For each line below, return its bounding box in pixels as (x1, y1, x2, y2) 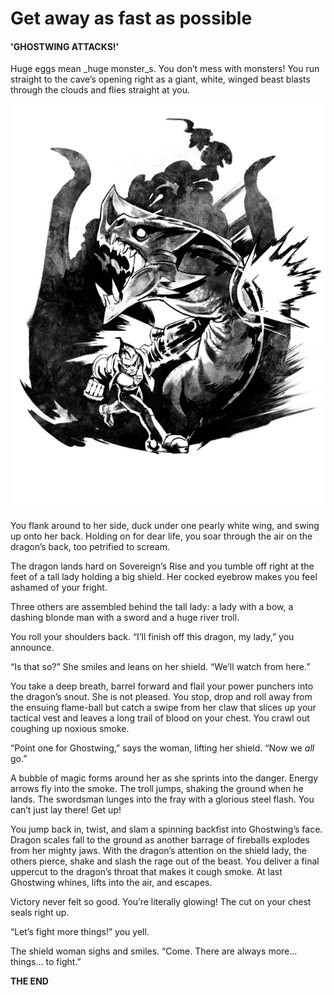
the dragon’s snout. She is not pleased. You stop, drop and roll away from (10, 690, 313, 702)
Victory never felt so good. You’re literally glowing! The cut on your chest (10, 895, 312, 907)
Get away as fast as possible (10, 7, 253, 30)
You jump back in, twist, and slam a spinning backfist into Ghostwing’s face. (10, 823, 323, 835)
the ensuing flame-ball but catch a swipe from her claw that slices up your (10, 701, 317, 713)
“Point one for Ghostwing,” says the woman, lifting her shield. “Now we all (10, 742, 315, 754)
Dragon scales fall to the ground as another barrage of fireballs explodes (10, 833, 310, 846)
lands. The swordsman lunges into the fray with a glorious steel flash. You (10, 793, 315, 805)
